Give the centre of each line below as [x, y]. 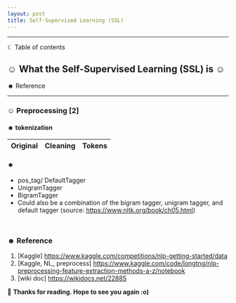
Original [25, 146]
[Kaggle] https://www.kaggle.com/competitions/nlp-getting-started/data [123, 256]
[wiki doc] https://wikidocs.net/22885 [72, 278]
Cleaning [60, 146]
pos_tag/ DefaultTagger [52, 180]
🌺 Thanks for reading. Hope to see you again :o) [78, 292]
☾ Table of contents [36, 47]
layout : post [26, 14]
